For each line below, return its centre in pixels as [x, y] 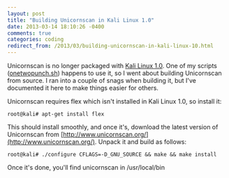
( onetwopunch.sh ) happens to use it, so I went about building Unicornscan [114, 73]
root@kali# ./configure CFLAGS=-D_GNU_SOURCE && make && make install [112, 154]
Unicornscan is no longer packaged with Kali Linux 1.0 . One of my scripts [112, 66]
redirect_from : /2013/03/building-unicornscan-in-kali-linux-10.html [111, 46]
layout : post [26, 14]
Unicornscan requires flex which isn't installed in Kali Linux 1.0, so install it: [114, 101]
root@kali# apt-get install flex [56, 114]
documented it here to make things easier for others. [83, 88]
